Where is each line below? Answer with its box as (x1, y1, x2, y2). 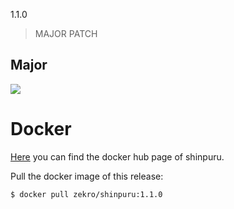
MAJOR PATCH (34, 28, 98, 39)
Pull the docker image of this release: (10, 170, 164, 182)
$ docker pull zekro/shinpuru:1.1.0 (10, 189, 163, 199)
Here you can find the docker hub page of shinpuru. (10, 150, 225, 163)
